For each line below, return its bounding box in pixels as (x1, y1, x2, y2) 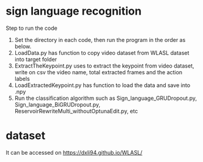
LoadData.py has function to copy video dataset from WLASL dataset (14, 49, 190, 56)
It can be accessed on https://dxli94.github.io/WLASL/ (6, 149, 143, 156)
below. (14, 43, 32, 50)
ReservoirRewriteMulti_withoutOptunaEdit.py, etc (14, 107, 138, 114)
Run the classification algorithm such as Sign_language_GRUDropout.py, (14, 94, 197, 102)
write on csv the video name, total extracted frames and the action (14, 68, 183, 76)
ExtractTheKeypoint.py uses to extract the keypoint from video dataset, (14, 62, 194, 69)
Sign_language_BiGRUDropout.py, (14, 100, 101, 108)
